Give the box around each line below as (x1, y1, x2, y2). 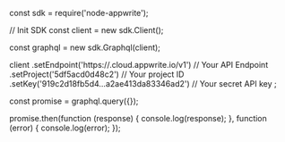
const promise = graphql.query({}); (9, 96, 139, 106)
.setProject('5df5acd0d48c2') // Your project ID (9, 69, 185, 79)
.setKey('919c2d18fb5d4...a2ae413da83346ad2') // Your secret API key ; (9, 79, 277, 88)
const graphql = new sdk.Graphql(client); (9, 42, 161, 53)
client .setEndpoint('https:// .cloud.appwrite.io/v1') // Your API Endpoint (9, 60, 269, 70)
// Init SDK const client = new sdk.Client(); (9, 25, 164, 35)
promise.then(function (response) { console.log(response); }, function (9, 113, 267, 123)
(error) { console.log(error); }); (9, 122, 121, 133)
